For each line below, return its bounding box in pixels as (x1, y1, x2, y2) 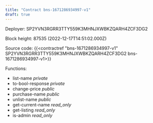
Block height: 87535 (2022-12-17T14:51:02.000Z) (5, 35, 107, 41)
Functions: (5, 65, 27, 71)
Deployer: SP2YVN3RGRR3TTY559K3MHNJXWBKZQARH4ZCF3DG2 (5, 25, 148, 31)
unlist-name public (12, 96, 52, 102)
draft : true (5, 12, 30, 17)
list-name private (12, 75, 48, 81)
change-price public (12, 85, 55, 91)
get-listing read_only (12, 107, 55, 113)
